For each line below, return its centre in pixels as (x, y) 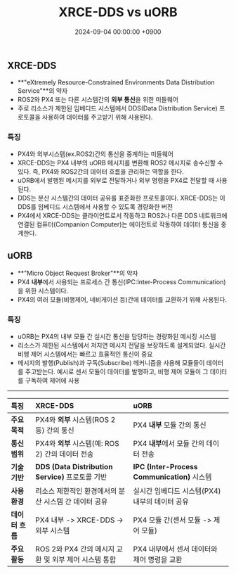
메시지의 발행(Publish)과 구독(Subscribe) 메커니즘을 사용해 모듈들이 (111, 362)
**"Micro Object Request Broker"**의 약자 (78, 273)
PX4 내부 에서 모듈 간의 (169, 443)
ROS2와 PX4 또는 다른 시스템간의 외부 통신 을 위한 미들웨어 (98, 100)
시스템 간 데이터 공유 (76, 502)
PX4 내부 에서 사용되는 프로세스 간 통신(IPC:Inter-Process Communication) (122, 282)
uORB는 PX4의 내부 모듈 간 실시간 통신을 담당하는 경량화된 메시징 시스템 (117, 336)
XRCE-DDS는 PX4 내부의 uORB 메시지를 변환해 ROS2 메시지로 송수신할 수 (120, 162)
